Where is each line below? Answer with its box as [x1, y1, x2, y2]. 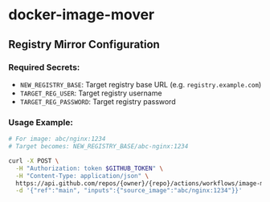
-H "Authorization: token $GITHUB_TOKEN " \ [15, 164, 163, 172]
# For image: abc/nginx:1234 [8, 135, 106, 143]
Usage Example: [8, 116, 74, 127]
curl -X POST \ [8, 156, 59, 165]
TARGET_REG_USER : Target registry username [19, 88, 162, 98]
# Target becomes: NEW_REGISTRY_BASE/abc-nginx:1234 [8, 143, 189, 151]
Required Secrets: [8, 62, 80, 73]
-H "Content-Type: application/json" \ [15, 172, 149, 180]
